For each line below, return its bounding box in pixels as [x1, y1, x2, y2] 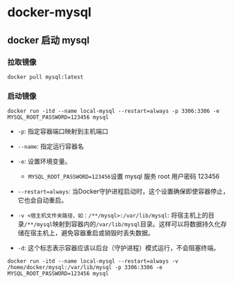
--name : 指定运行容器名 [17, 142, 84, 150]
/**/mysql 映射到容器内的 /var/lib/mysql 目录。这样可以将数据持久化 [23, 220, 221, 228]
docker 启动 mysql [7, 34, 90, 46]
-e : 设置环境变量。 [17, 157, 72, 166]
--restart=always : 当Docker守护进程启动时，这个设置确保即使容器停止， [17, 187, 230, 196]
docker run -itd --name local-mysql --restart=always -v [7, 258, 179, 265]
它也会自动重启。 [17, 196, 68, 205]
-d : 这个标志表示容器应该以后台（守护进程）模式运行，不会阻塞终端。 [17, 244, 221, 252]
